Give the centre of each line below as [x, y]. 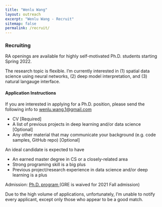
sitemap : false [21, 24]
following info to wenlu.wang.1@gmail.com [49, 109]
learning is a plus [30, 175]
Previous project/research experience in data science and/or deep [80, 169]
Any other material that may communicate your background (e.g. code [84, 135]
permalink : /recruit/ [27, 28]
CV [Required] [27, 119]
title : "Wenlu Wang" [27, 10]
